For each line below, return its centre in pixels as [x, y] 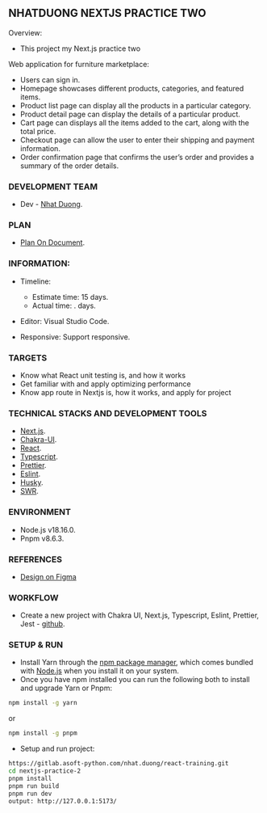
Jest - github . [42, 624]
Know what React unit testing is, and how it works [103, 375]
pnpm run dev [30, 794]
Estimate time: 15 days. [70, 297]
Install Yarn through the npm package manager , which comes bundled [137, 663]
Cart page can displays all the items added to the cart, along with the [135, 122]
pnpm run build [34, 786]
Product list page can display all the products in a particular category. [136, 105]
